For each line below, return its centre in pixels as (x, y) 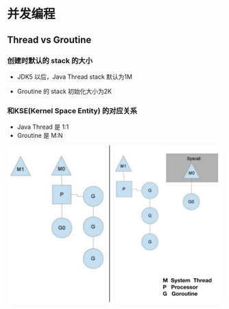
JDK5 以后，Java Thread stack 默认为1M (74, 77)
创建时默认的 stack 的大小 (50, 60)
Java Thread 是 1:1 (43, 127)
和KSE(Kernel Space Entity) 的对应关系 (72, 110)
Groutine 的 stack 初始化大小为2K (64, 91)
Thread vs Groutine (49, 39)
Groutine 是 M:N (40, 136)
